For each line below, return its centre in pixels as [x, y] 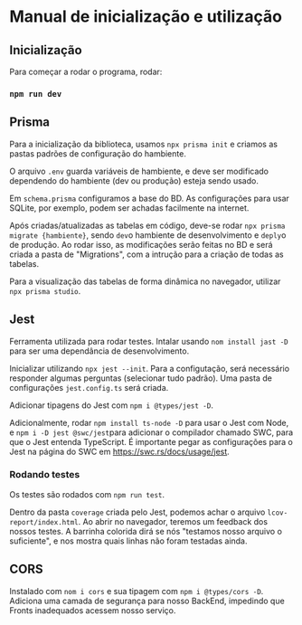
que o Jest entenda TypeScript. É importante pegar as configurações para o [151, 441]
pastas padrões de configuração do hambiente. [98, 153]
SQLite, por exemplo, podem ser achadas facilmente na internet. [129, 208]
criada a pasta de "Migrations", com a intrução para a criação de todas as [147, 254]
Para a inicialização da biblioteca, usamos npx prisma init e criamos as [144, 144]
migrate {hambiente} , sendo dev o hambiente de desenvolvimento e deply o [148, 235]
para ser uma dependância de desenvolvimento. [99, 351]
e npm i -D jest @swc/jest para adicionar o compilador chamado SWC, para [151, 432]
